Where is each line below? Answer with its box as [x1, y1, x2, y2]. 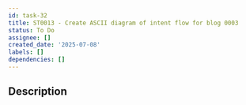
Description [8, 84, 67, 99]
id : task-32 [8, 11, 47, 20]
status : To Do [8, 26, 55, 34]
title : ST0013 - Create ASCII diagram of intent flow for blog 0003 [8, 19, 239, 27]
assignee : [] [8, 33, 51, 42]
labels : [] [8, 48, 44, 56]
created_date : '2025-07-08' [8, 41, 101, 49]
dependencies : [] [8, 56, 66, 64]
